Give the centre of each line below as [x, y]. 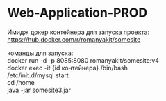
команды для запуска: [40, 53]
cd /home [21, 82]
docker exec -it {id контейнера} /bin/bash [68, 68]
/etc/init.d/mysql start [38, 75]
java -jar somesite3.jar [39, 90]
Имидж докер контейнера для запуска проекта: [78, 32]
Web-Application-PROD [77, 13]
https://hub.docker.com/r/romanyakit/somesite [74, 39]
